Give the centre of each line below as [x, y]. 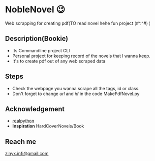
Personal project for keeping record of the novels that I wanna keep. [81, 56]
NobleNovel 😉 [35, 10]
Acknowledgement [35, 109]
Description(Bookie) [37, 39]
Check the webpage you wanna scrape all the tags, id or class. [76, 88]
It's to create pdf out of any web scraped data [59, 61]
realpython [23, 121]
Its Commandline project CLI [41, 50]
